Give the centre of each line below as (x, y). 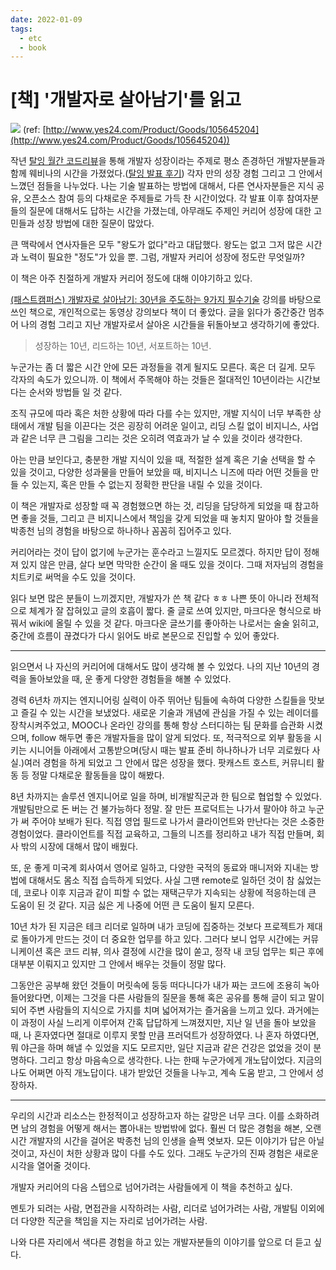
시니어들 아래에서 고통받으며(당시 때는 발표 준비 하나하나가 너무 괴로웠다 (169, 750)
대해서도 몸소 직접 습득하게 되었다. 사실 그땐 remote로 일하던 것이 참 (161, 880)
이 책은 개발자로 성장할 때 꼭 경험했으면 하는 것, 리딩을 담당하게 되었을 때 (151, 506)
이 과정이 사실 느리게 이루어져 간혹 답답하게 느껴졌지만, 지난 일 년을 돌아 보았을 (163, 1023)
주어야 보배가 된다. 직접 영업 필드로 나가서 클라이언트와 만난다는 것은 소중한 (178, 822)
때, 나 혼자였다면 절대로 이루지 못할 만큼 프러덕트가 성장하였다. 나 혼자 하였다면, (165, 1035)
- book (33, 47)
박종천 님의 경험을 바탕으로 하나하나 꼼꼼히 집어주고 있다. (121, 531)
